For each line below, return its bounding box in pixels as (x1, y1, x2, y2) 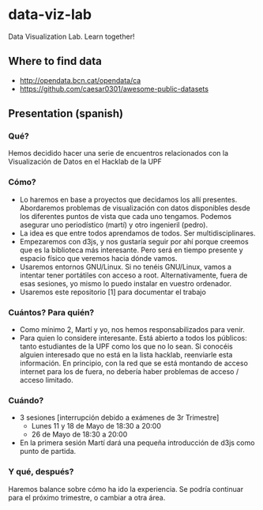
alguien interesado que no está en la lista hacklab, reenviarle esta (19, 350, 233, 360)
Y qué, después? (8, 467, 74, 478)
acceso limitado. (19, 376, 73, 385)
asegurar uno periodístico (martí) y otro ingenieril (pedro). (19, 220, 208, 229)
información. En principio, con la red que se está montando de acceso (19, 358, 249, 368)
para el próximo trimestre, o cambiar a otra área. (8, 493, 166, 502)
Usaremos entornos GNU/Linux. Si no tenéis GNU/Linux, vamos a (19, 262, 231, 271)
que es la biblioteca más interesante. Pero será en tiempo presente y (19, 245, 243, 255)
